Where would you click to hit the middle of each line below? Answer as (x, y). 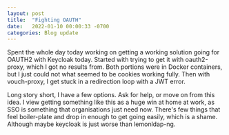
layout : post (26, 13)
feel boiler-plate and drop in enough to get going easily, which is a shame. (112, 117)
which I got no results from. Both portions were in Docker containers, (125, 67)
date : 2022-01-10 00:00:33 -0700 (58, 26)
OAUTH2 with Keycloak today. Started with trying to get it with (96, 60)
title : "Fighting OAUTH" (44, 20)
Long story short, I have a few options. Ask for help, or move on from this (111, 95)
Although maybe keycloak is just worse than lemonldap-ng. (91, 124)
